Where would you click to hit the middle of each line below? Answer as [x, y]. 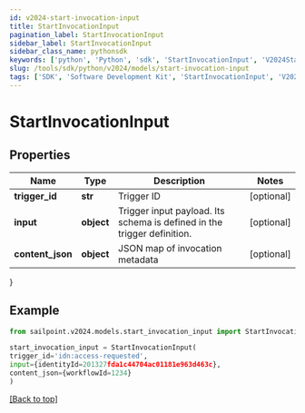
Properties [40, 155]
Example [34, 311]
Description [180, 181]
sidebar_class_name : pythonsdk [69, 52]
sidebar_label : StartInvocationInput [81, 43]
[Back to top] [34, 398]
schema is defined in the [170, 221]
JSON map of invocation [170, 248]
